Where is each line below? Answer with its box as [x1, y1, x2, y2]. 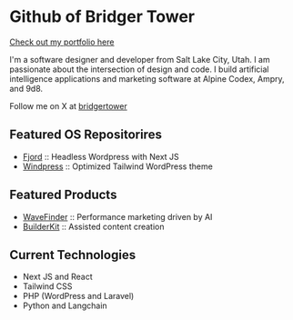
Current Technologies [9, 247, 136, 263]
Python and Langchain [22, 300, 107, 311]
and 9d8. [9, 83, 44, 94]
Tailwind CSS [22, 281, 73, 292]
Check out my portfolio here [9, 36, 115, 47]
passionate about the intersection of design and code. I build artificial [9, 64, 269, 75]
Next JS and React [22, 271, 93, 283]
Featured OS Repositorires [9, 127, 162, 143]
